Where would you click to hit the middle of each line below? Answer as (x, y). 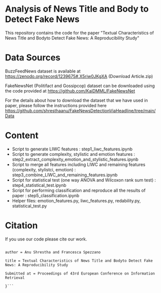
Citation (21, 225)
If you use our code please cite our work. (46, 239)
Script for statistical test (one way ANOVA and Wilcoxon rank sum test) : (84, 180)
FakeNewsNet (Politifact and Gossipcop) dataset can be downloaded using (80, 86)
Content (22, 136)
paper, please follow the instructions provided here (56, 105)
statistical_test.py (29, 206)
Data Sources (33, 58)
